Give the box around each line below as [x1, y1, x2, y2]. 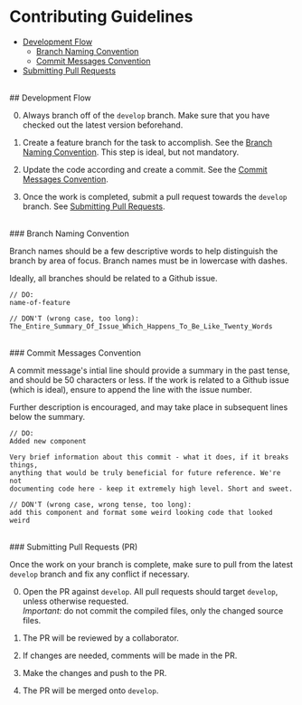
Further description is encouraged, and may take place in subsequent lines [9, 401, 288, 413]
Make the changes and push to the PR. [22, 667, 167, 678]
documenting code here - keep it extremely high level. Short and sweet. [9, 484, 294, 493]
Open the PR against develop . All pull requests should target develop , [22, 586, 278, 596]
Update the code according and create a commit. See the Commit [22, 164, 269, 175]
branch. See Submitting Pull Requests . [22, 201, 165, 212]
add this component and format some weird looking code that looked [9, 508, 273, 517]
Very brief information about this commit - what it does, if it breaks [9, 453, 289, 462]
